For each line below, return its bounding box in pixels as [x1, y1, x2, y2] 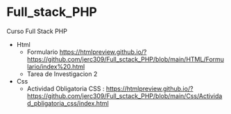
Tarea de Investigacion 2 [26, 70, 98, 78]
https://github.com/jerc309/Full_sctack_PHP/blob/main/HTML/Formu [26, 55, 225, 63]
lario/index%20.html [26, 62, 85, 70]
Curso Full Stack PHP [6, 27, 67, 35]
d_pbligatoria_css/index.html [26, 99, 109, 107]
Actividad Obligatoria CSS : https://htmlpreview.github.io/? [26, 84, 194, 93]
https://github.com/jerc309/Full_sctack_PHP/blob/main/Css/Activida [26, 91, 223, 100]
